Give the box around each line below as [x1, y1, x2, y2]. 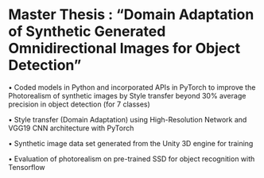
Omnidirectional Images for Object [8, 40, 241, 57]
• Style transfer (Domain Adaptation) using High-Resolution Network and [8, 114, 247, 124]
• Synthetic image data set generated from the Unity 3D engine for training [8, 138, 254, 148]
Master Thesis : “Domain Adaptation [8, 6, 254, 24]
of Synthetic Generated [8, 22, 166, 41]
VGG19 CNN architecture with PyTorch [8, 123, 134, 133]
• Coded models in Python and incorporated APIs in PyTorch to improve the [8, 82, 256, 92]
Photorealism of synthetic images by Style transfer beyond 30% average [8, 91, 247, 100]
